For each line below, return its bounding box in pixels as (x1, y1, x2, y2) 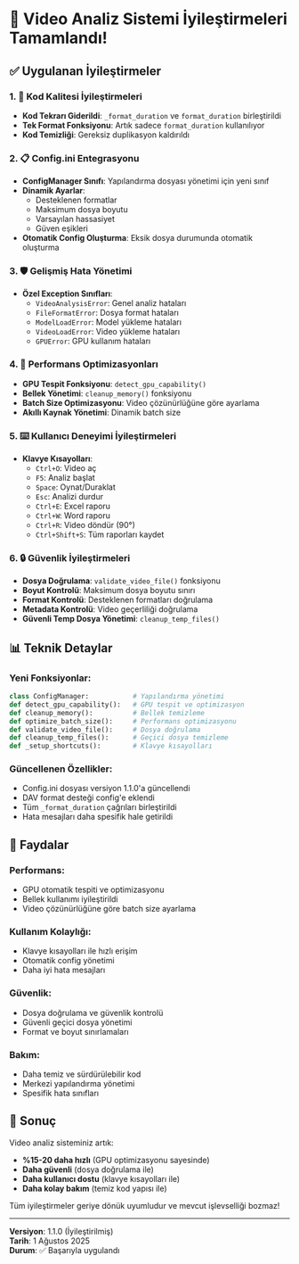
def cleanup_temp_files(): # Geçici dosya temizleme (9, 733, 229, 742)
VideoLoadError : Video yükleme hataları (35, 326, 181, 337)
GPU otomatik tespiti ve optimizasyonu (21, 884, 165, 896)
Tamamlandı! (9, 28, 109, 48)
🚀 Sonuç (9, 1113, 56, 1128)
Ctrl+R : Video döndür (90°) (35, 520, 136, 531)
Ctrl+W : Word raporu (35, 510, 111, 521)
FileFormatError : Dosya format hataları (35, 308, 180, 318)
